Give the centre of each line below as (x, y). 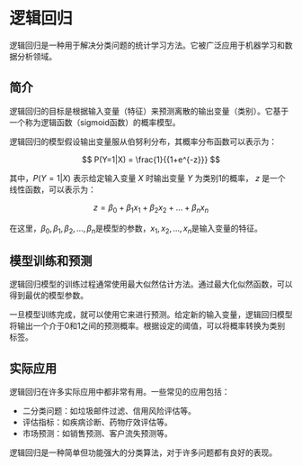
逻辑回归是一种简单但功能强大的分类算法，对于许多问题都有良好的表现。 (143, 452)
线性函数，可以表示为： (53, 189)
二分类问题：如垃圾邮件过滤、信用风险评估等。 (109, 410)
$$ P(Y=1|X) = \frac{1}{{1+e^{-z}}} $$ (151, 160)
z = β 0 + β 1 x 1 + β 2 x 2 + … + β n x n (151, 208)
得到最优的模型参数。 (49, 296)
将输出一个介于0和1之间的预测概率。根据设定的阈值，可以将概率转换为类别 (147, 326)
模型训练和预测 (51, 261)
